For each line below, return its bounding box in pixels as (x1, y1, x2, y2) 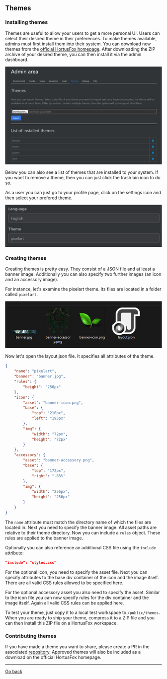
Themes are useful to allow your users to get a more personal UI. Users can (5, 30, 160, 36)
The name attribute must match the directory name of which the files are (5, 519, 152, 525)
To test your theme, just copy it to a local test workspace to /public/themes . (5, 609, 160, 615)
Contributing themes (5, 632, 57, 639)
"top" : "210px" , (31, 411, 66, 416)
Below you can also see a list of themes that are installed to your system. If (5, 169, 158, 175)
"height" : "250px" (23, 384, 61, 389)
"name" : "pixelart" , (14, 369, 57, 374)
